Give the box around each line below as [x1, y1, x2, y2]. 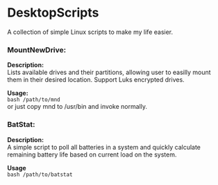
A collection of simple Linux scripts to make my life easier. [7, 28, 174, 36]
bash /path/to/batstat [7, 171, 73, 178]
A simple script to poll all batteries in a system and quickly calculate [7, 143, 201, 151]
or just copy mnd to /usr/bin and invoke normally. [7, 103, 148, 111]
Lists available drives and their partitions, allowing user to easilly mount [7, 68, 211, 77]
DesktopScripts [7, 5, 99, 21]
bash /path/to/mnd [7, 96, 60, 103]
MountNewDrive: [7, 45, 67, 55]
